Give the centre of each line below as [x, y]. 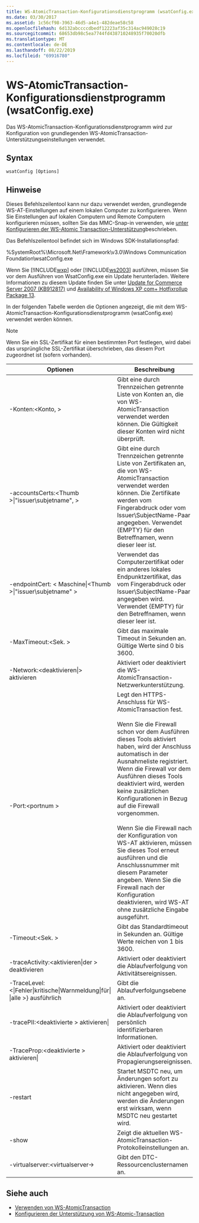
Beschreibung [154, 370]
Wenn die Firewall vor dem [154, 769]
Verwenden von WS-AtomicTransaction [63, 1207]
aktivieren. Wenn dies [147, 1086]
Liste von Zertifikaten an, [151, 463]
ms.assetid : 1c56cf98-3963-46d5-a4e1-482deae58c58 [70, 23]
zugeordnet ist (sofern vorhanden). [49, 355]
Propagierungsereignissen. [155, 1062]
